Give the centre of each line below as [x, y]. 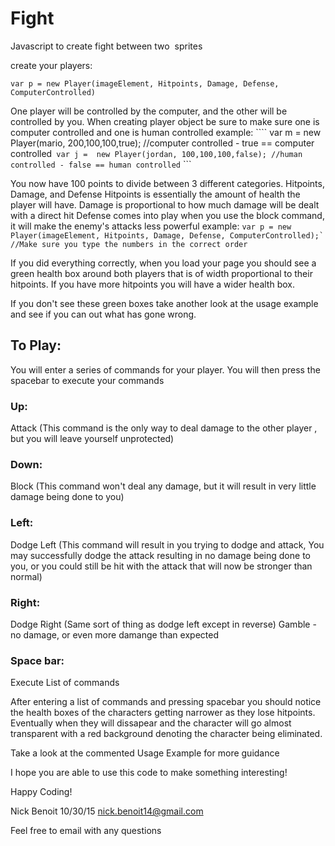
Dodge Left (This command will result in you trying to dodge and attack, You [167, 544]
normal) [26, 576]
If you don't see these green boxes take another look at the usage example [164, 303]
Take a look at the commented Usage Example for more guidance [145, 753]
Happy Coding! [41, 792]
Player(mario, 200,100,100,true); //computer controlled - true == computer [162, 143]
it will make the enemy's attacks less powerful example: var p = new [151, 226]
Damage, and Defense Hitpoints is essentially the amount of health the [155, 194]
